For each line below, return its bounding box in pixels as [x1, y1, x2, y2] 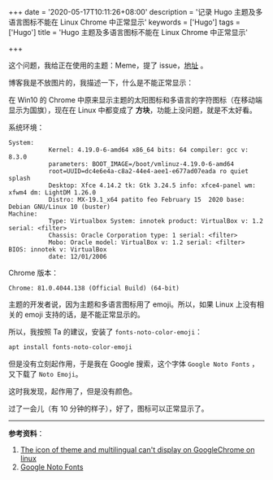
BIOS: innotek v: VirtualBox [8, 246, 107, 254]
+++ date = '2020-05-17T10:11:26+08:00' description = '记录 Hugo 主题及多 [8, 7, 263, 16]
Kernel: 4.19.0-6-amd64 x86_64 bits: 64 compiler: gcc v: [48, 146, 249, 154]
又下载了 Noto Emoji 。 [8, 369, 83, 378]
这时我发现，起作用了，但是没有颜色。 [8, 386, 136, 396]
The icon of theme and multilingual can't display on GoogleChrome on [19, 444, 255, 454]
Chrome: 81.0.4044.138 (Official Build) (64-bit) [8, 284, 180, 292]
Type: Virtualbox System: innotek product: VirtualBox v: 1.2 [48, 217, 264, 225]
